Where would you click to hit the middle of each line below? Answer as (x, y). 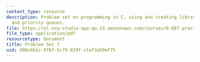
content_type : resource (36, 12)
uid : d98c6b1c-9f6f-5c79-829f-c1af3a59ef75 (61, 50)
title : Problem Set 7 (33, 45)
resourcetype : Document (36, 39)
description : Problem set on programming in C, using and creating (92, 17)
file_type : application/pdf (41, 34)
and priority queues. (38, 22)
